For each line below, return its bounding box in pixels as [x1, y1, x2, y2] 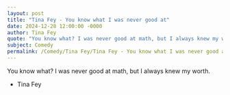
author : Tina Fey [7, 29, 57, 36]
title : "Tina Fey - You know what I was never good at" [7, 16, 170, 23]
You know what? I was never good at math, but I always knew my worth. [7, 66, 211, 75]
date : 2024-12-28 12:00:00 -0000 [7, 23, 103, 29]
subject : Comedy [7, 42, 53, 49]
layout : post [7, 10, 44, 17]
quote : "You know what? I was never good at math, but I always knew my [7, 36, 219, 42]
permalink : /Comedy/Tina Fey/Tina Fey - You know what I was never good [7, 49, 219, 55]
